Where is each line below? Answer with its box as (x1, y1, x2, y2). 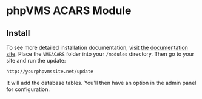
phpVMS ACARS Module (6, 4, 132, 18)
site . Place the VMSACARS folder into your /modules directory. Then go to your (6, 50, 195, 58)
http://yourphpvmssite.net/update (6, 69, 94, 75)
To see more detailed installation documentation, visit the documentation (6, 44, 188, 51)
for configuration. (6, 86, 50, 93)
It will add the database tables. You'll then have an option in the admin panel (6, 80, 197, 86)
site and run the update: (6, 57, 66, 64)
